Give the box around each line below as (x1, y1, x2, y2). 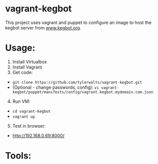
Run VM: (12, 98, 30, 104)
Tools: (5, 150, 31, 162)
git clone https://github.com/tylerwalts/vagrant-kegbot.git (12, 80, 143, 85)
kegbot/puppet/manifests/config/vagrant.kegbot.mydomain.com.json (12, 89, 154, 95)
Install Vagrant (12, 64, 42, 70)
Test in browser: (12, 123, 46, 129)
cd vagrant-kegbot (12, 109, 51, 114)
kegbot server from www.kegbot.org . (5, 24, 81, 30)
